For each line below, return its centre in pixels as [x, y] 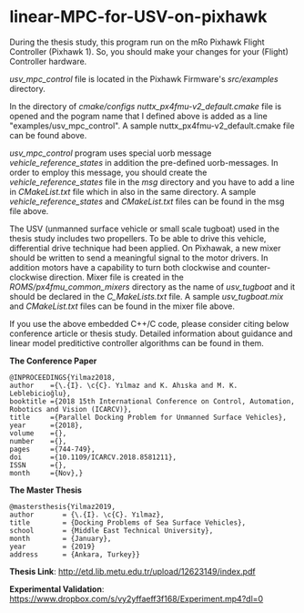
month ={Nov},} [46, 473]
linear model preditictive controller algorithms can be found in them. [137, 342]
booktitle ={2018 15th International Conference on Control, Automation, [152, 401]
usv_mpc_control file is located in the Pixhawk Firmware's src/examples [144, 78]
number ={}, [38, 441]
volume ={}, [38, 433]
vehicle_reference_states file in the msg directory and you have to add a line [152, 182]
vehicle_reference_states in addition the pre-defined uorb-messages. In [144, 162]
